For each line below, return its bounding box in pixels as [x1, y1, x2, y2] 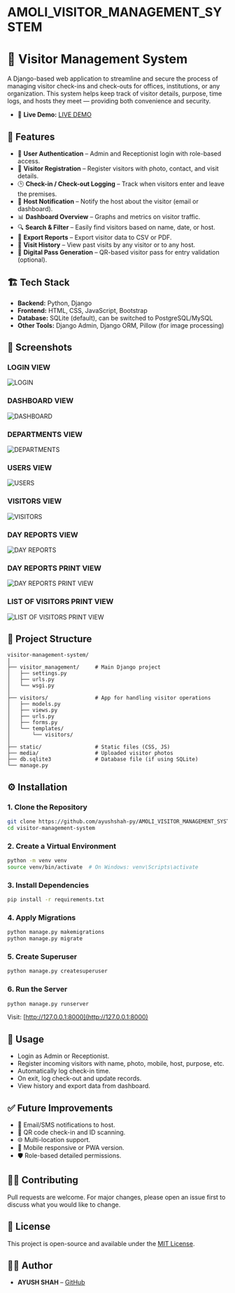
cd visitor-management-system [7, 824, 96, 831]
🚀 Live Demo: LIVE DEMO [17, 110, 92, 119]
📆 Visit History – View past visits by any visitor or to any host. [17, 240, 196, 249]
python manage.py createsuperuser [7, 967, 108, 975]
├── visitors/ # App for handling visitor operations [7, 695, 211, 702]
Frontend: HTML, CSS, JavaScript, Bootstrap [17, 306, 148, 314]
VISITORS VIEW [7, 496, 62, 506]
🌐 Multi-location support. [17, 1136, 91, 1144]
